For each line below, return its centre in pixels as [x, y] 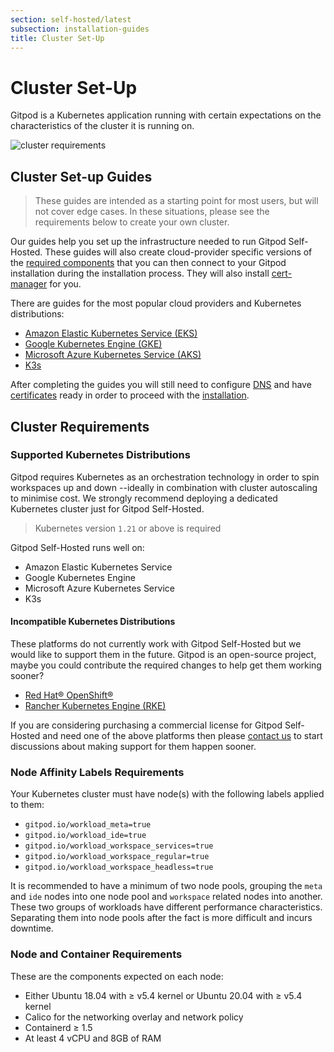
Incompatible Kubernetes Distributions [93, 622]
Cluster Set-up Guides [81, 176]
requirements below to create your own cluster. [132, 222]
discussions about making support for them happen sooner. [133, 747]
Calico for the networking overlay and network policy [134, 1017]
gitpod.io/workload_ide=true [85, 836]
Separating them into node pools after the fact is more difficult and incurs [161, 918]
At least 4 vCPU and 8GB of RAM [93, 1038]
